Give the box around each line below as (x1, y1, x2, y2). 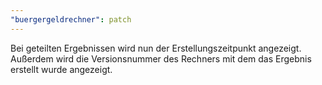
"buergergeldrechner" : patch (10, 14, 132, 25)
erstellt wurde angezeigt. (10, 63, 113, 75)
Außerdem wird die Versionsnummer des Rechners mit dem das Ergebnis (10, 52, 312, 65)
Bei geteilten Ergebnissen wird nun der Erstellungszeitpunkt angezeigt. (10, 42, 302, 54)
